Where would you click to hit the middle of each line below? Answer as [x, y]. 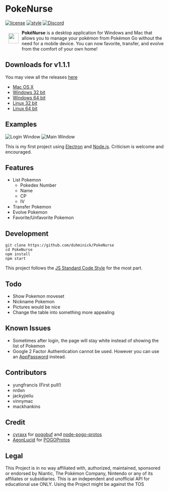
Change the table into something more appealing [64, 312]
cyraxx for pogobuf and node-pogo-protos [57, 435]
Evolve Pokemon [30, 212]
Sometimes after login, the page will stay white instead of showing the [86, 340]
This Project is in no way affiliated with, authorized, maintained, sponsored [83, 468]
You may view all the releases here [41, 77]
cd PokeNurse [19, 250]
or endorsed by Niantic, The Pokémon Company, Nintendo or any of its [79, 473]
